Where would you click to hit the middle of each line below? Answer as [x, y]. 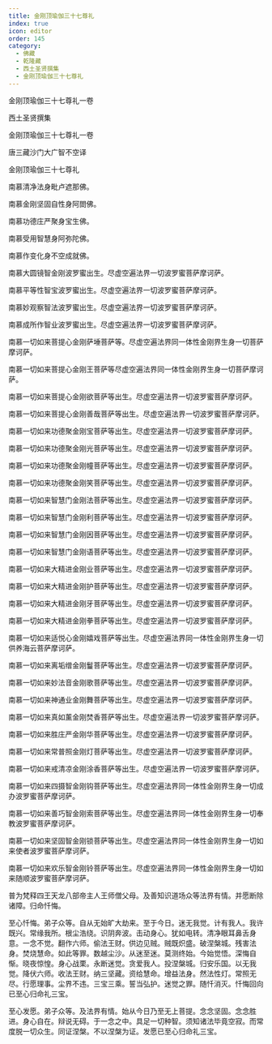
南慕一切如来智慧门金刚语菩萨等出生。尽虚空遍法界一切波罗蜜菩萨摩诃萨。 [132, 552]
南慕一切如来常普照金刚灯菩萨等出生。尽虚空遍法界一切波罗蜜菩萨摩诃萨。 [132, 751]
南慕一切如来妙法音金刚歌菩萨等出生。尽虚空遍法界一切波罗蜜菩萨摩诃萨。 [132, 682]
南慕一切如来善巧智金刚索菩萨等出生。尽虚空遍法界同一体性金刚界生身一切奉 [136, 813]
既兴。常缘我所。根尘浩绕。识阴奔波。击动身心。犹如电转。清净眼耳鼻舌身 [132, 933]
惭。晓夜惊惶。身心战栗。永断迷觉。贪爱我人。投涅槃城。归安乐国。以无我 [132, 963]
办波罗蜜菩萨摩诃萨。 [44, 796]
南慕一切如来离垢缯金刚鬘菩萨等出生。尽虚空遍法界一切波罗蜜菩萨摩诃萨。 [132, 665]
